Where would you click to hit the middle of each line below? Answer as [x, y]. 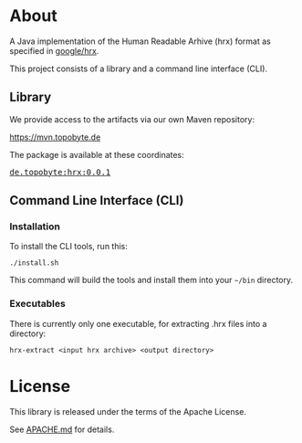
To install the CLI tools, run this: [68, 247]
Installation [35, 227]
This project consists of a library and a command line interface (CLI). [138, 69]
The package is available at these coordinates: [97, 154]
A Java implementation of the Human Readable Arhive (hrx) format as [140, 41]
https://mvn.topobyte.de [55, 137]
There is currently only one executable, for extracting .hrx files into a [138, 323]
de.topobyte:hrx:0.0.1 [60, 172]
